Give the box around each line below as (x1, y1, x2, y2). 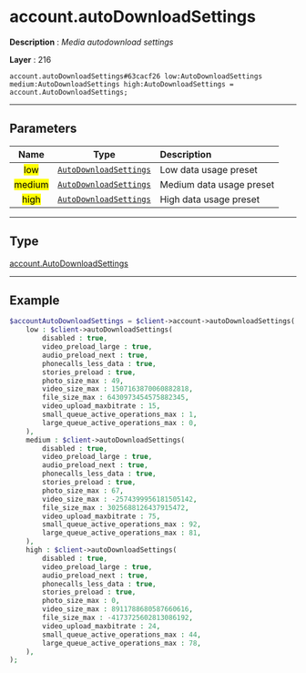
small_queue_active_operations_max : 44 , (42, 630, 202, 639)
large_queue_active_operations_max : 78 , (42, 638, 202, 648)
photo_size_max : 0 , (42, 597, 120, 606)
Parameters (9, 121, 77, 137)
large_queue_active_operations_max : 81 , (42, 528, 202, 538)
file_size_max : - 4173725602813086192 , (42, 613, 194, 622)
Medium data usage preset (159, 178, 275, 190)
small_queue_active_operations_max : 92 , (42, 520, 202, 529)
